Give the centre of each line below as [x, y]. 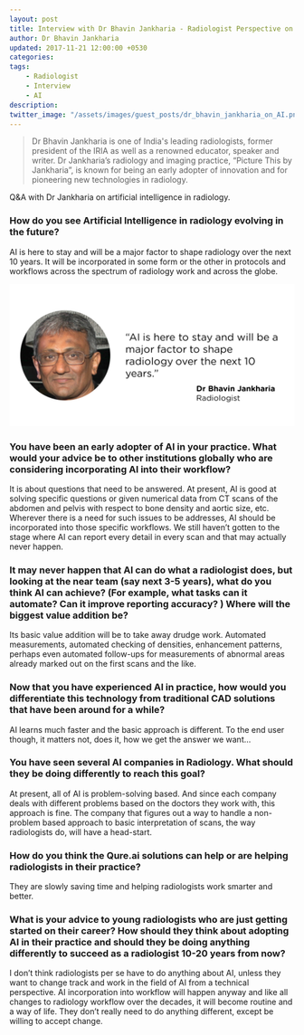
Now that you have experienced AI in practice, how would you [148, 688]
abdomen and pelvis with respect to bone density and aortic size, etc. [139, 508]
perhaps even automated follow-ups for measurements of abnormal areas [147, 654]
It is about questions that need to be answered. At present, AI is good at [143, 489]
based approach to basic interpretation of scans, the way [149, 822]
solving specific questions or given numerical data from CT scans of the [144, 499]
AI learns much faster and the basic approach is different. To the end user [147, 729]
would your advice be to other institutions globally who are [141, 458]
